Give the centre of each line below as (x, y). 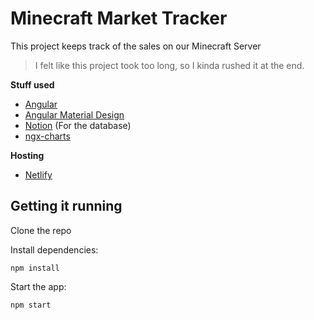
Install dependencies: (54, 249)
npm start (31, 305)
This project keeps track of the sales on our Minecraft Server (136, 46)
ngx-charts (47, 136)
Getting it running (66, 206)
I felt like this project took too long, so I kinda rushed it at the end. (169, 65)
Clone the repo (41, 230)
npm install (35, 268)
